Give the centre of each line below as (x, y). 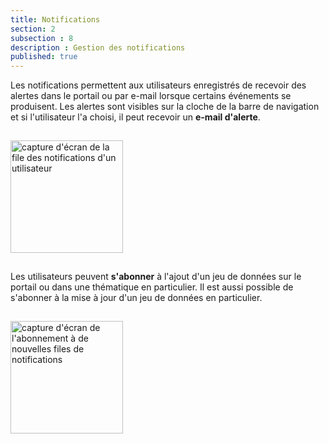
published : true (44, 57)
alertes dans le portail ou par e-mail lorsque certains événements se (151, 96)
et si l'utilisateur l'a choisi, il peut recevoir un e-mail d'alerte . (135, 117)
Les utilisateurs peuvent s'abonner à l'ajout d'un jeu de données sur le (156, 277)
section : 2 (33, 29)
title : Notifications (55, 19)
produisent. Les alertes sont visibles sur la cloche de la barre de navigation (165, 107)
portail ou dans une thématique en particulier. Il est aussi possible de (152, 287)
